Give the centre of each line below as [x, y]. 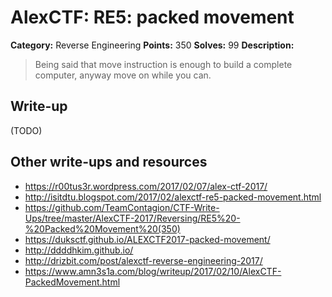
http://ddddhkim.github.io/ [79, 250]
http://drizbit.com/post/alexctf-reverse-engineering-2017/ [143, 260]
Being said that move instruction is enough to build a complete [163, 64]
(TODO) [26, 130]
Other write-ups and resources [109, 162]
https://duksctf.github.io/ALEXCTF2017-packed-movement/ [147, 239]
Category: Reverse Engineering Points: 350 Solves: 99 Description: [152, 45]
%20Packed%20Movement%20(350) [102, 228]
